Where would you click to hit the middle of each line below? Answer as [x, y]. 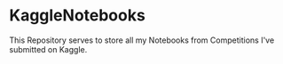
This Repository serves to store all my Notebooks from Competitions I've [142, 40]
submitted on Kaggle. [48, 49]
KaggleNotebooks [78, 16]
